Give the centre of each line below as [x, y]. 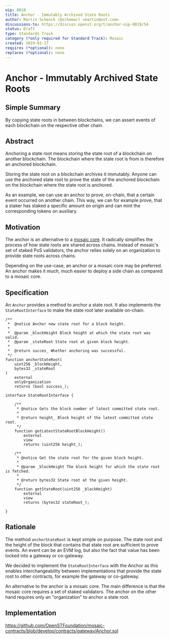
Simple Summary [33, 108]
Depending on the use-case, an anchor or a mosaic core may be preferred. [84, 266]
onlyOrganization [33, 382]
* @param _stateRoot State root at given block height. [69, 342]
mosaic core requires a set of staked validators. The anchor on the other [81, 592]
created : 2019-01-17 [27, 43]
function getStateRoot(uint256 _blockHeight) [63, 489]
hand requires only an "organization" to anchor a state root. [67, 597]
